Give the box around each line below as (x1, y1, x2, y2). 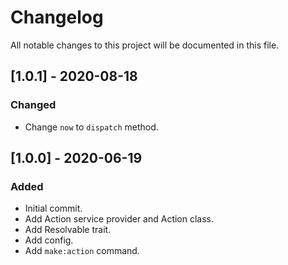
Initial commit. (24, 202, 83, 215)
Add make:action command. (24, 245, 140, 257)
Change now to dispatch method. (24, 121, 159, 133)
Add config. (24, 234, 74, 246)
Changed (10, 98, 57, 112)
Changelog (10, 6, 104, 29)
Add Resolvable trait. (24, 224, 112, 236)
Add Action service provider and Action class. (24, 213, 215, 225)
